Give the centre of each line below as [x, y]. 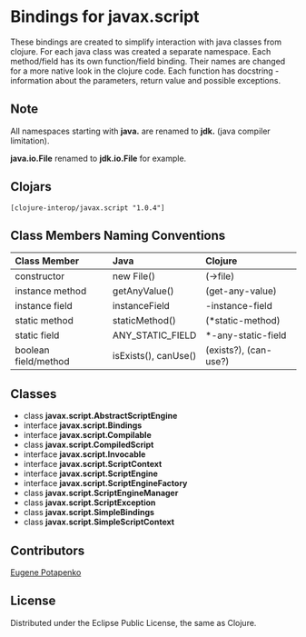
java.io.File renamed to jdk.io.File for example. [99, 158]
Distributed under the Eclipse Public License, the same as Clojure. [133, 622]
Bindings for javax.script [105, 17]
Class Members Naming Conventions [118, 235]
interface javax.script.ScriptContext [93, 464]
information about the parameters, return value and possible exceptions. [145, 80]
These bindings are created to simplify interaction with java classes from [146, 42]
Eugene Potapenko [46, 572]
